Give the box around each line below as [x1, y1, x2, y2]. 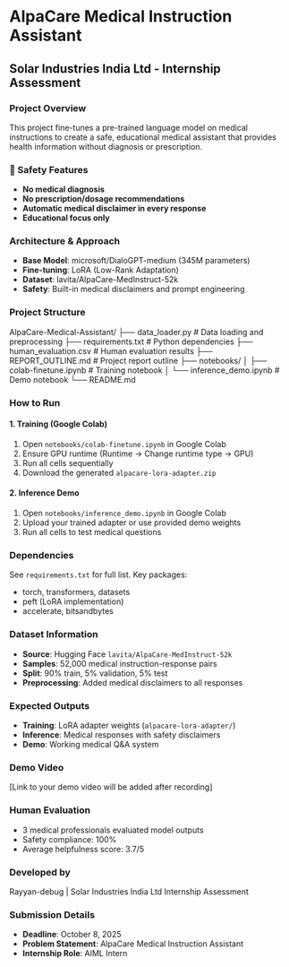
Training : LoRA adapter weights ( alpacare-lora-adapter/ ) [21, 720, 236, 730]
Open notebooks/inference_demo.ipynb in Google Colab [21, 508, 226, 519]
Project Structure [9, 307, 86, 319]
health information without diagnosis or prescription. [9, 141, 203, 151]
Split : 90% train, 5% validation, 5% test [21, 668, 168, 678]
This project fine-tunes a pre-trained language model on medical [9, 122, 249, 133]
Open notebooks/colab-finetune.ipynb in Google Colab [21, 438, 226, 449]
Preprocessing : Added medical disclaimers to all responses [21, 677, 243, 687]
